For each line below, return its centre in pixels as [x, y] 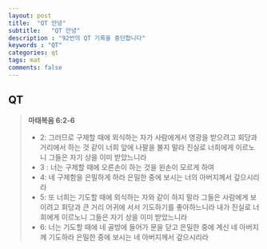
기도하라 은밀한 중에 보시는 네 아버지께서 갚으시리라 [129, 237]
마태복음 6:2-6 [51, 120]
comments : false [35, 68]
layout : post [30, 16]
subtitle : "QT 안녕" [44, 30]
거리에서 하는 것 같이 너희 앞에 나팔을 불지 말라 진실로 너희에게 [137, 147]
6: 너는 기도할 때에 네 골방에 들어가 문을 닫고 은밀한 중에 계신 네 [139, 227]
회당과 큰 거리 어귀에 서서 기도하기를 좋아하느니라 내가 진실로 [156, 207]
